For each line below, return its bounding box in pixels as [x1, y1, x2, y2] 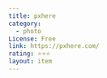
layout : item [8, 58, 53, 66]
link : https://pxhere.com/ [8, 42, 100, 50]
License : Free [8, 34, 57, 43]
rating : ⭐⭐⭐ [8, 50, 51, 58]
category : [8, 19, 42, 28]
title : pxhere [8, 11, 57, 20]
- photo [15, 27, 42, 35]
